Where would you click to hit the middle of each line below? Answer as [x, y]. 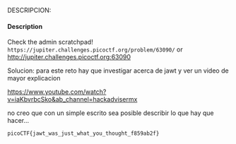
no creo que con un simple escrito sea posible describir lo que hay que [111, 113]
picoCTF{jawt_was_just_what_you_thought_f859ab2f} [83, 133]
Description [25, 26]
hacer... [18, 121]
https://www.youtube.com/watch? [57, 92]
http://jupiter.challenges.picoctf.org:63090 [69, 57]
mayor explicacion [34, 78]
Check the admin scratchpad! [50, 42]
